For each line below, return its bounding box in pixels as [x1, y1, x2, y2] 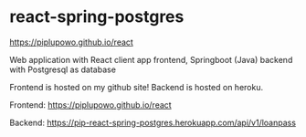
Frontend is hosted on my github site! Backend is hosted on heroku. [9, 81, 263, 92]
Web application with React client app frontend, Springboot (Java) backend [9, 54, 293, 65]
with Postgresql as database [9, 64, 117, 75]
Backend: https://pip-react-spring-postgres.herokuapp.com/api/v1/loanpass [9, 117, 297, 128]
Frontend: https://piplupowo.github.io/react [9, 99, 172, 111]
